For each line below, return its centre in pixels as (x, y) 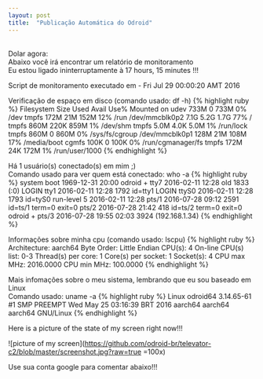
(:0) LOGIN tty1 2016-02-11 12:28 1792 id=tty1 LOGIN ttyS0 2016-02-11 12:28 (131, 191)
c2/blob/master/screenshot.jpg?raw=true (75, 352)
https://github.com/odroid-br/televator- (148, 343)
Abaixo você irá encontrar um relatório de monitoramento (101, 62)
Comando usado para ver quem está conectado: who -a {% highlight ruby (128, 174)
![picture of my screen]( (46, 343)
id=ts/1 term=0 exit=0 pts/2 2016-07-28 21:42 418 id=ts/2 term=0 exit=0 (125, 207)
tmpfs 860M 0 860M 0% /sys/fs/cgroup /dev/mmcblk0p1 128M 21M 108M (128, 133)
